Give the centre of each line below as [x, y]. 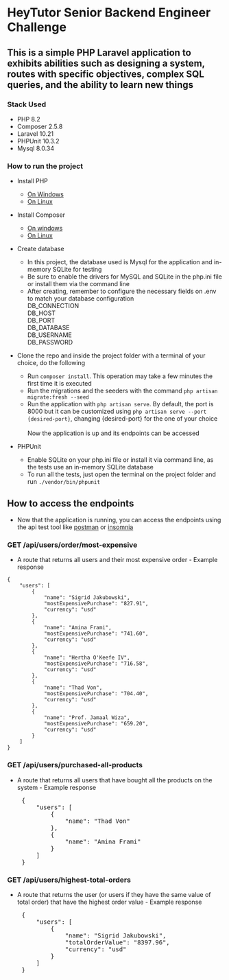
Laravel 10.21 [35, 133]
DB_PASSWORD [50, 342]
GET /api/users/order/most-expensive [72, 545]
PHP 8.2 [28, 119]
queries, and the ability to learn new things [100, 85]
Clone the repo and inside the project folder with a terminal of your [111, 355]
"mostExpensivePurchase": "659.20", [96, 724]
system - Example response [57, 787]
